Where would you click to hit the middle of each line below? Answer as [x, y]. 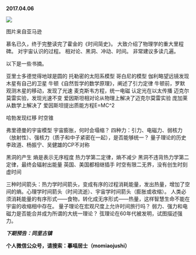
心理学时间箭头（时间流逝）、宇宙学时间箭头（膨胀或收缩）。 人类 [104, 192]
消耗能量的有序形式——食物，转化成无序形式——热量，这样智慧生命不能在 [100, 199]
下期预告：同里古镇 [29, 233]
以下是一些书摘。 [27, 63]
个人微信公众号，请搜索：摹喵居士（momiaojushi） [68, 246]
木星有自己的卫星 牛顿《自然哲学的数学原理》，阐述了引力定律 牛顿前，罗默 [96, 83]
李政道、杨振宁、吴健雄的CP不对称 [48, 145]
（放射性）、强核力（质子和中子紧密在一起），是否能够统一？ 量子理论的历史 [96, 137]
